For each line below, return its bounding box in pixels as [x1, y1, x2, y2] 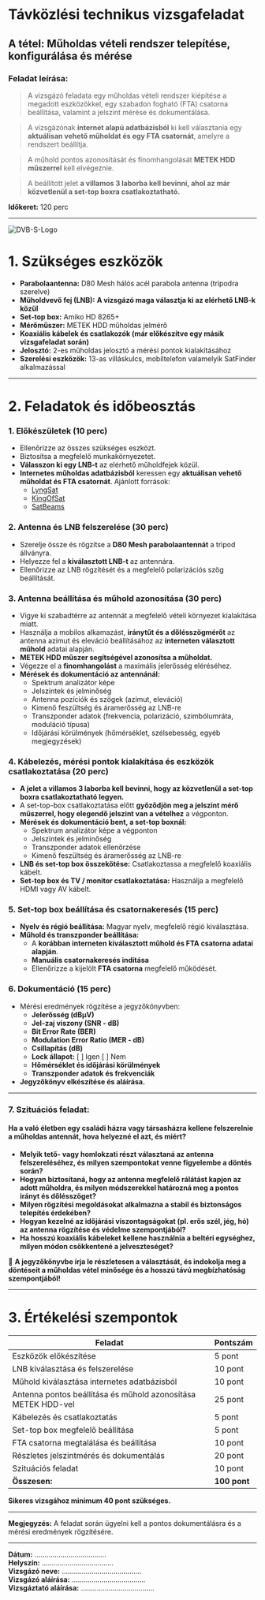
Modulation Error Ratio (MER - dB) [31, 1035, 145, 1044]
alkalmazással [19, 362, 65, 371]
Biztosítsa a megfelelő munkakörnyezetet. [19, 452, 156, 461]
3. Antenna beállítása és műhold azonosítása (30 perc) [8, 593, 222, 604]
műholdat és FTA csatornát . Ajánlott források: [19, 477, 171, 487]
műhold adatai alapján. [19, 644, 95, 654]
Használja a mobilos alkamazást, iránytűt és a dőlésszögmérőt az [19, 627, 235, 636]
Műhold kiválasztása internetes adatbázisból [12, 1376, 177, 1387]
